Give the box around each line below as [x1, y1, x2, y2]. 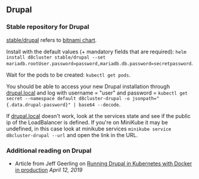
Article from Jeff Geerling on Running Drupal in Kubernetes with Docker [14, 160, 192, 167]
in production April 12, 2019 [14, 166, 83, 173]
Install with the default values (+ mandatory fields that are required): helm [6, 48, 187, 55]
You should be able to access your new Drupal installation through [6, 83, 170, 90]
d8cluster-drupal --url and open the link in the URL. [6, 131, 138, 138]
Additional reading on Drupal [6, 146, 92, 154]
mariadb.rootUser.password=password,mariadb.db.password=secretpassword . [6, 59, 194, 66]
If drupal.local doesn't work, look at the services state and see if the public [6, 112, 191, 119]
